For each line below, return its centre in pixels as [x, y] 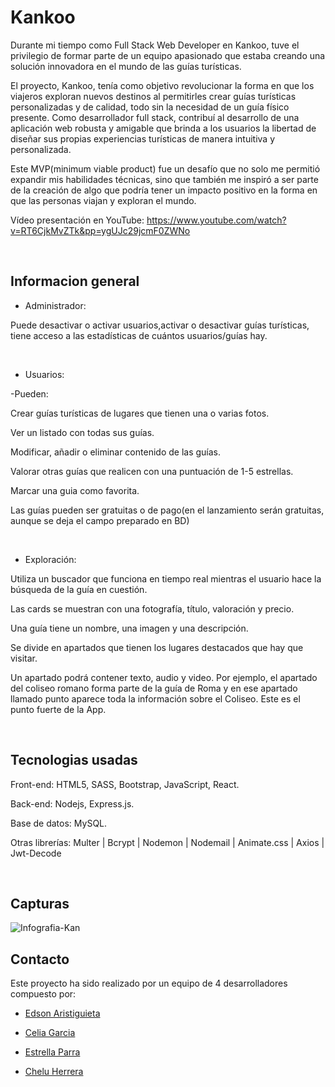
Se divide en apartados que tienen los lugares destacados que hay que [157, 647]
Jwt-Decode [36, 853]
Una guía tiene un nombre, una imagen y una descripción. [129, 628]
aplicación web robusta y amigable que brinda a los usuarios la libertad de [163, 128]
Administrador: [55, 305]
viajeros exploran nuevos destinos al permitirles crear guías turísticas [153, 96]
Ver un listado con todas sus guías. [82, 432]
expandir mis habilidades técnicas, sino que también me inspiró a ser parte [164, 179]
